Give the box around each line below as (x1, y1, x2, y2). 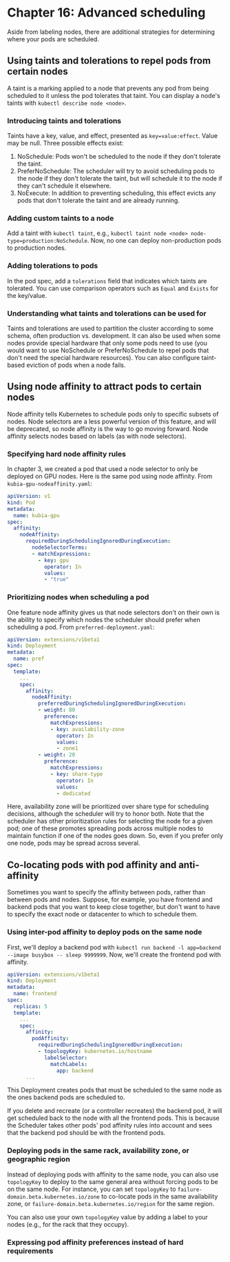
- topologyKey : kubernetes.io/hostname (37, 1048, 153, 1055)
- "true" (43, 576, 70, 583)
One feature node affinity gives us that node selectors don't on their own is (7, 608, 220, 617)
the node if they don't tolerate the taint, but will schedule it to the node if (17, 174, 222, 183)
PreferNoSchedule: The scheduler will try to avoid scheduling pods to (17, 167, 215, 175)
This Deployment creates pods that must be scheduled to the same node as (7, 1086, 222, 1094)
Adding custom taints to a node (7, 213, 114, 223)
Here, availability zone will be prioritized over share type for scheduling (7, 802, 209, 811)
